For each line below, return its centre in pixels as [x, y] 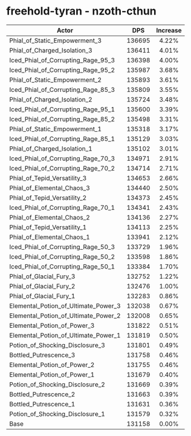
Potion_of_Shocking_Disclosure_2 [57, 384]
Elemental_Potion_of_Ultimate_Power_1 [65, 335]
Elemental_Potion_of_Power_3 [52, 325]
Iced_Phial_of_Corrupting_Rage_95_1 [62, 109]
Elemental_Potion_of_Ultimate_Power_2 [65, 316]
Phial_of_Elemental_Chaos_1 [50, 237]
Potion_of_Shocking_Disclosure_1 [57, 414]
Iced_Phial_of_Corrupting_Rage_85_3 [62, 89]
